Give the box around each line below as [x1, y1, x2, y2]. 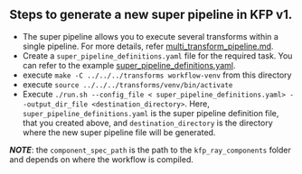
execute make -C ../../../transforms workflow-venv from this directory [22, 69, 292, 80]
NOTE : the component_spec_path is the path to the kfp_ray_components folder [9, 144, 291, 155]
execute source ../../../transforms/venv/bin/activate [22, 78, 233, 89]
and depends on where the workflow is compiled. [9, 153, 194, 165]
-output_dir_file [22, 99, 89, 109]
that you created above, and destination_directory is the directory [22, 117, 273, 128]
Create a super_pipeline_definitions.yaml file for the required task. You [22, 50, 293, 61]
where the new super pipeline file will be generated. [22, 126, 216, 138]
